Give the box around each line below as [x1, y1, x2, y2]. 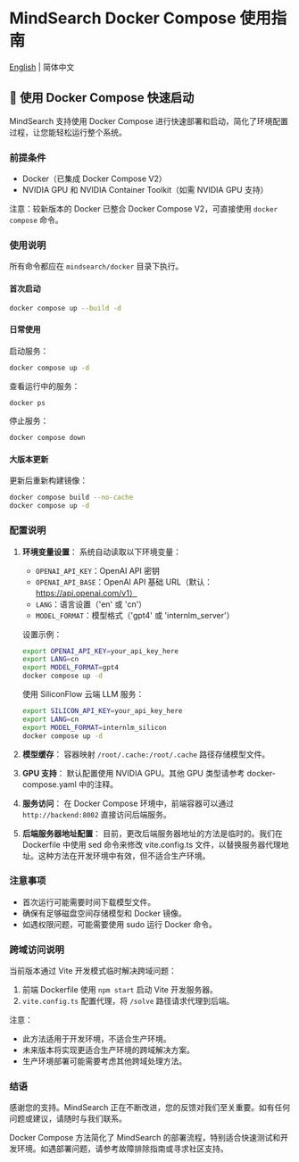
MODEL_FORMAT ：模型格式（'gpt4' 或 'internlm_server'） [35, 610, 235, 620]
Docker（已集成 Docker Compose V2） [21, 173, 167, 184]
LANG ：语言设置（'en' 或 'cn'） [35, 599, 147, 610]
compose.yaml [21, 778, 78, 790]
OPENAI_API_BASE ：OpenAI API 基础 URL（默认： [35, 577, 212, 587]
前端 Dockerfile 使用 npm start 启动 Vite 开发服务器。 [21, 984, 219, 995]
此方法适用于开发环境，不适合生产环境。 [21, 1033, 171, 1044]
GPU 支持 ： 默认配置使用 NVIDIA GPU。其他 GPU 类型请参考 [21, 768, 245, 778]
